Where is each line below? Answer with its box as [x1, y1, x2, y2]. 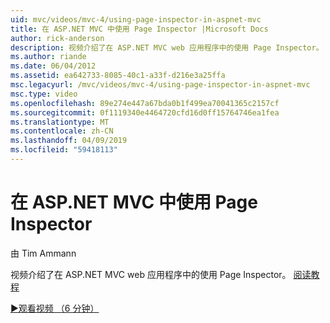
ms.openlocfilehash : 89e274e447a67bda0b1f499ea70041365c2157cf [10, 98, 280, 108]
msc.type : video [10, 89, 78, 99]
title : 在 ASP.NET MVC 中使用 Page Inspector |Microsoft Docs [10, 24, 269, 34]
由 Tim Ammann [10, 247, 77, 259]
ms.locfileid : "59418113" [10, 145, 118, 155]
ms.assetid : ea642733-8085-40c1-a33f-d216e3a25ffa [10, 71, 226, 81]
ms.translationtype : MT [10, 117, 110, 127]
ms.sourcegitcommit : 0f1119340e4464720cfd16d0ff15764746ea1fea [10, 107, 280, 118]
